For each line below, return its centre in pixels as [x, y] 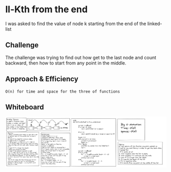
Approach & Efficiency [42, 79]
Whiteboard [25, 107]
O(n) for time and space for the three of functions [63, 91]
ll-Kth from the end [47, 9]
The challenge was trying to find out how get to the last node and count [81, 57]
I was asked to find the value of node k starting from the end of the [76, 24]
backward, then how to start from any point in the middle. [66, 63]
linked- [155, 24]
